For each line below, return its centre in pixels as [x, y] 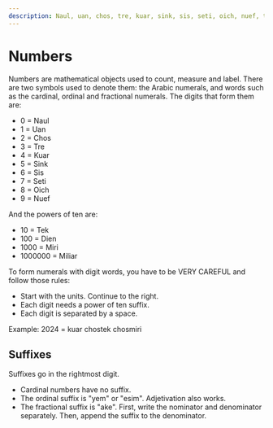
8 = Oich [35, 190]
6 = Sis [32, 173]
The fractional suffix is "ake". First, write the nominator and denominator [141, 407]
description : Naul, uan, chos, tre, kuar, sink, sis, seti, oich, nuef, [134, 16]
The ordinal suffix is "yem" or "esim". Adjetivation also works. [123, 399]
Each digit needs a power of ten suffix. [85, 304]
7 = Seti [33, 181]
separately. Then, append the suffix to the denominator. [113, 416]
